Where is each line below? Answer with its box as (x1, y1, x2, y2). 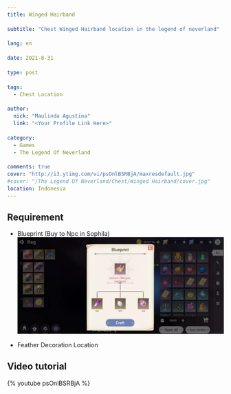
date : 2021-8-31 (7, 55, 54, 62)
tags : (7, 83, 23, 91)
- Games (13, 142, 36, 149)
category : (7, 134, 36, 141)
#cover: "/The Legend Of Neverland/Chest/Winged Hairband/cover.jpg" (7, 178, 211, 185)
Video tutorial (7, 361, 67, 373)
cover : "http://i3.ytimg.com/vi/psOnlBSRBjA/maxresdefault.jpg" (7, 171, 195, 178)
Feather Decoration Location (16, 340, 98, 349)
